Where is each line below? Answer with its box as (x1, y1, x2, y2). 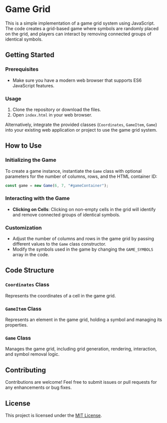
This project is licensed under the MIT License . (5, 412, 102, 418)
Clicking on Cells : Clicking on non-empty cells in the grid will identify (12, 206, 156, 212)
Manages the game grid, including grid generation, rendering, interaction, (5, 346, 157, 352)
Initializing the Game (5, 157, 57, 164)
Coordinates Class (5, 281, 50, 288)
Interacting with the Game (5, 195, 70, 202)
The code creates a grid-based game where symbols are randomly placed (5, 25, 159, 31)
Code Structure (5, 266, 54, 275)
